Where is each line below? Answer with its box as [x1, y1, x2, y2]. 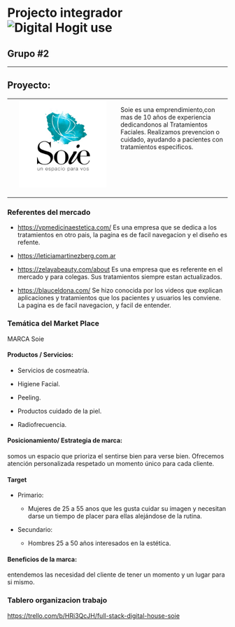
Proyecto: [7, 79, 51, 92]
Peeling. [17, 393, 41, 402]
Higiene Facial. [17, 379, 61, 388]
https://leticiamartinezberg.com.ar [17, 252, 116, 260]
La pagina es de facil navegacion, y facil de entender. [17, 301, 171, 309]
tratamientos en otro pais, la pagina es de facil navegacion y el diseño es [17, 231, 227, 239]
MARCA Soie [7, 334, 44, 343]
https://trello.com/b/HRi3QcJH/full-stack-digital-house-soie [7, 611, 180, 620]
